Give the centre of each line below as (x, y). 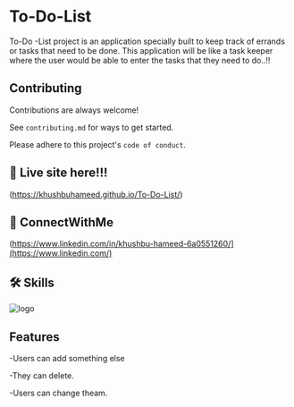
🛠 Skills (32, 282)
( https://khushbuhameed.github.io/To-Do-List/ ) (96, 194)
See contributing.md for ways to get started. (92, 127)
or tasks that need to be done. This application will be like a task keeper (141, 50)
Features (34, 337)
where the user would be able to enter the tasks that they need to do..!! (140, 60)
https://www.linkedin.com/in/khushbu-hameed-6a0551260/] (123, 244)
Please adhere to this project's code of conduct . (97, 144)
